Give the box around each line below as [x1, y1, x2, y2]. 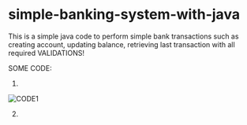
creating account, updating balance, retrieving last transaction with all [8, 39, 235, 49]
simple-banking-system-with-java [8, 6, 241, 24]
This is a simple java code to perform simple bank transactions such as [8, 31, 239, 41]
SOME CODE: [8, 63, 53, 72]
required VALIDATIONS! [8, 48, 85, 57]
